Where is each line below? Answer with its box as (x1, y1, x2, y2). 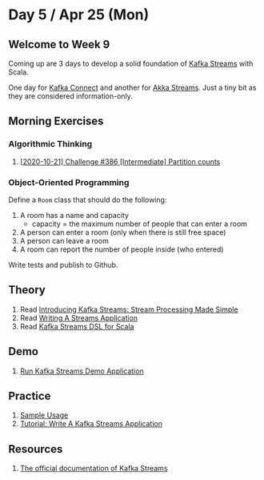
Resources (8, 442, 63, 456)
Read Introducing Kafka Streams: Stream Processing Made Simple (19, 305, 238, 314)
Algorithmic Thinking (8, 139, 93, 150)
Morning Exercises (8, 115, 104, 128)
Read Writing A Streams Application (19, 313, 138, 322)
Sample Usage (19, 410, 69, 420)
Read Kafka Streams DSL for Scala (19, 321, 134, 331)
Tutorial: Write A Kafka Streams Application (19, 419, 162, 429)
